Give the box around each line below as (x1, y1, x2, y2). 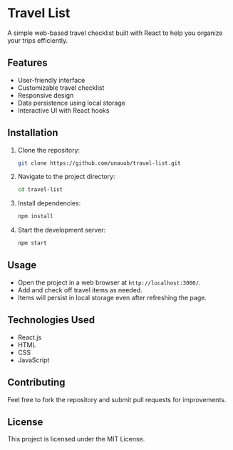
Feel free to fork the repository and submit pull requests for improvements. (7, 395, 227, 404)
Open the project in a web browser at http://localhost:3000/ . (17, 278, 201, 287)
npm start (17, 240, 48, 247)
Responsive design (17, 91, 74, 99)
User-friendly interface (17, 76, 86, 84)
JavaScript (17, 355, 50, 364)
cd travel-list (17, 186, 63, 193)
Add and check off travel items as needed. (17, 285, 143, 294)
